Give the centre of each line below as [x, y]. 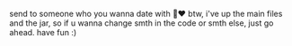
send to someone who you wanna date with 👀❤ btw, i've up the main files [146, 14]
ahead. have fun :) [43, 32]
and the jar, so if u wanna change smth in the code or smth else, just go [142, 23]
